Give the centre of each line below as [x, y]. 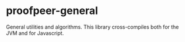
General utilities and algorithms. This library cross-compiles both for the [92, 27]
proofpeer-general [52, 11]
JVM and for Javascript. [35, 33]
